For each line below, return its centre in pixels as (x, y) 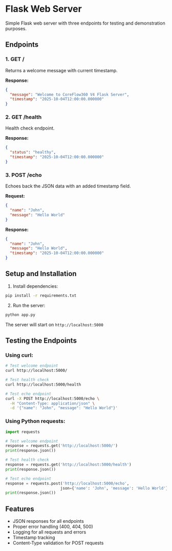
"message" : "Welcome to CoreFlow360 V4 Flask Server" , (70, 94)
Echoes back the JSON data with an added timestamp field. (68, 186)
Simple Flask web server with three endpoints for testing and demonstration (85, 23)
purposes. (16, 28)
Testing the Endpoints (41, 341)
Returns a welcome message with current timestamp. (61, 70)
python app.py (20, 315)
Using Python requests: (35, 421)
